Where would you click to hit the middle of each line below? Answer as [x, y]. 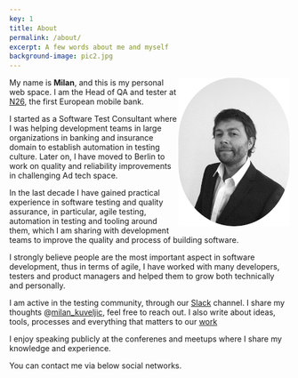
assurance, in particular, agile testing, [78, 212]
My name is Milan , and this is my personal [87, 83]
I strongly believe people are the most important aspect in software [132, 257]
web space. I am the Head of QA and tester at [93, 92]
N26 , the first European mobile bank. [77, 101]
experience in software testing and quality [86, 202]
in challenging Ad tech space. [64, 176]
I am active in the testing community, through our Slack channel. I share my [147, 303]
